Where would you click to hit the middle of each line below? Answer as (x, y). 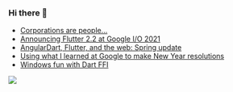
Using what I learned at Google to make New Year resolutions (122, 56)
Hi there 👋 (28, 13)
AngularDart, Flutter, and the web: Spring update (101, 48)
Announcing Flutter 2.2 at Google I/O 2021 (90, 39)
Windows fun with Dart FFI (64, 65)
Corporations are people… (64, 31)
